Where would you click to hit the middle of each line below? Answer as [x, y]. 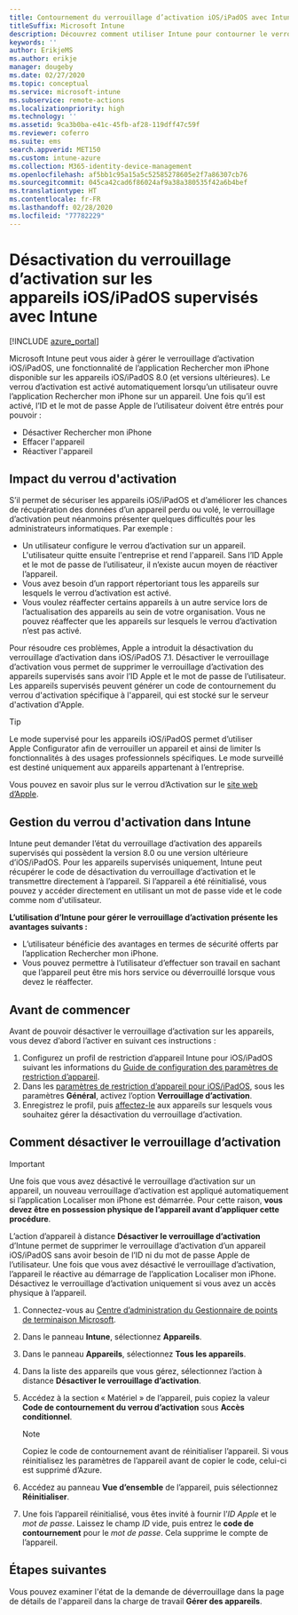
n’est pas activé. [52, 631]
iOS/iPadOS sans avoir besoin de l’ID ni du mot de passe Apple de [129, 1255]
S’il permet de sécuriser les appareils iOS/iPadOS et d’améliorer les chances [149, 500]
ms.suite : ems [35, 141]
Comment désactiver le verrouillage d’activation [145, 1143]
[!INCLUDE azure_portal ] [54, 341]
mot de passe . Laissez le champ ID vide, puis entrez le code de [138, 1523]
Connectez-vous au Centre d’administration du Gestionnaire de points [149, 1310]
